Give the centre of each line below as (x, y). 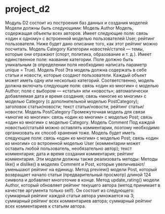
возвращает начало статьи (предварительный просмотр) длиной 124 (78, 175)
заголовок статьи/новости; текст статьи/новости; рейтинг (66, 107)
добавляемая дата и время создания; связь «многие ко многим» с (76, 96)
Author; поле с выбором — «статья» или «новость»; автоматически (77, 91)
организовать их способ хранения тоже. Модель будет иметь (70, 133)
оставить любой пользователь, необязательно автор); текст (68, 148)
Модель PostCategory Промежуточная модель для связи (85, 111)
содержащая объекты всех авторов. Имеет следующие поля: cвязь (77, 33)
